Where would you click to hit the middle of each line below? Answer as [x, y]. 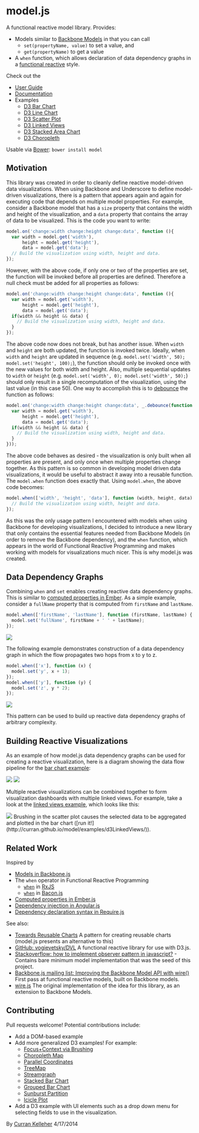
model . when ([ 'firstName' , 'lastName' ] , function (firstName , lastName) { [99, 615]
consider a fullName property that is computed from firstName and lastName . [100, 604]
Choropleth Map [43, 1055]
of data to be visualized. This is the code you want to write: [78, 220]
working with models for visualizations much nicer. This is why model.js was [99, 552]
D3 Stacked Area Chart [52, 132]
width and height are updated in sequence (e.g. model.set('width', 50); [96, 356]
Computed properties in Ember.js [55, 899]
